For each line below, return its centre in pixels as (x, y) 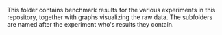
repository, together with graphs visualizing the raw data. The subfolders (110, 17)
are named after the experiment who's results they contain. (90, 24)
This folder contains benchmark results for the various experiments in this (111, 10)
